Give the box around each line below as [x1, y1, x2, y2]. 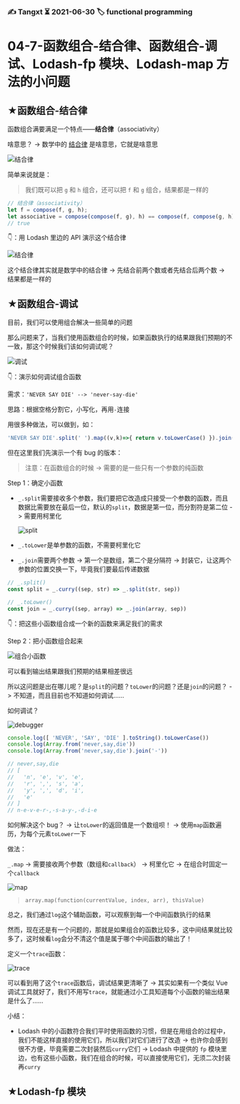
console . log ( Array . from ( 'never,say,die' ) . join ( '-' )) [7, 748, 168, 755]
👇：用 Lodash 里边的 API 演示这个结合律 [7, 234, 126, 242]
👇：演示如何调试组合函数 [7, 373, 82, 381]
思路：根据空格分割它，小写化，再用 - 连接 [7, 405, 130, 413]
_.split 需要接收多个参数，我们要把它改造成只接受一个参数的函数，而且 [17, 494, 229, 503]
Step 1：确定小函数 [7, 478, 63, 488]
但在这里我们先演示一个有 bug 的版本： [7, 448, 123, 457]
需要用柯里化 [24, 512, 62, 521]
